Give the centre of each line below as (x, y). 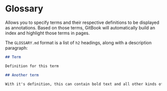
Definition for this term (32, 66)
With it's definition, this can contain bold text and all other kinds (81, 84)
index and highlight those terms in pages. (47, 33)
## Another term (22, 75)
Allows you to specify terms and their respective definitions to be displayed (82, 22)
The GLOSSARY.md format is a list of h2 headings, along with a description (79, 42)
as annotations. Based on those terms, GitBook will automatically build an (80, 27)
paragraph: (17, 48)
